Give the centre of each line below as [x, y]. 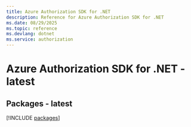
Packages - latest [39, 103]
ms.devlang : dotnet [30, 34]
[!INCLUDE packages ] [33, 118]
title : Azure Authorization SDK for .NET [58, 12]
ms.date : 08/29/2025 [32, 23]
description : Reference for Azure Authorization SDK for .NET [85, 17]
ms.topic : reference [32, 28]
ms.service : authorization [40, 39]
